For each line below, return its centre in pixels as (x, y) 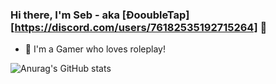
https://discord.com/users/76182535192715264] (136, 27)
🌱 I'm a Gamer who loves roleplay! (95, 49)
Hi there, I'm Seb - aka (65, 15)
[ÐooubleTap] (155, 15)
